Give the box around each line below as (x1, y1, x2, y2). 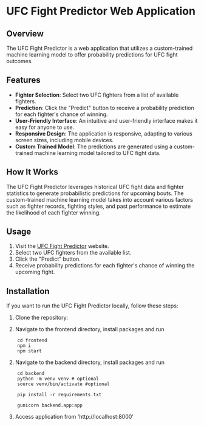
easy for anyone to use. (15, 123, 75, 131)
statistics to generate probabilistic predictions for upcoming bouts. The (6, 190, 184, 197)
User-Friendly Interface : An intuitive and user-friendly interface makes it (15, 117, 198, 124)
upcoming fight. (15, 269, 55, 276)
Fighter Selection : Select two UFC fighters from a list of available (15, 91, 179, 98)
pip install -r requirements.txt (17, 392, 102, 398)
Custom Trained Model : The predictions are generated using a (15, 143, 173, 150)
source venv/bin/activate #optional (17, 381, 110, 387)
